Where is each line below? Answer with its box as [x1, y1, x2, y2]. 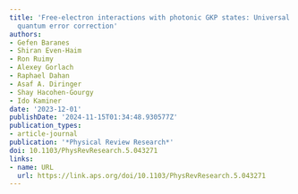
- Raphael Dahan [9, 72, 70, 80]
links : [9, 154, 34, 164]
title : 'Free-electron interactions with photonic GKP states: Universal [9, 13, 291, 22]
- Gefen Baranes [9, 38, 70, 47]
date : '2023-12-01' [9, 105, 82, 114]
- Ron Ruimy [9, 55, 54, 63]
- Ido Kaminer [9, 96, 63, 105]
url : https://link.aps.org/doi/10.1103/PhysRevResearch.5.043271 [17, 171, 267, 180]
